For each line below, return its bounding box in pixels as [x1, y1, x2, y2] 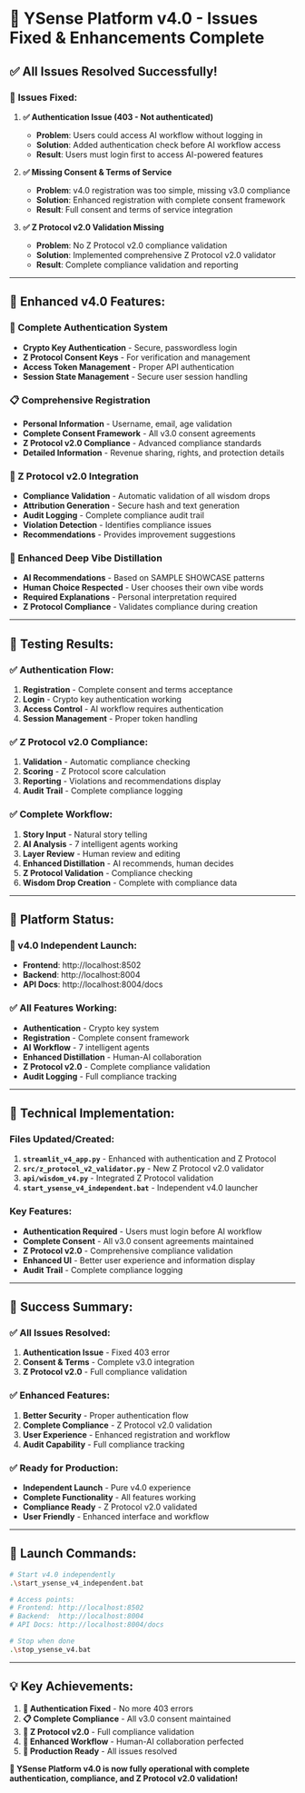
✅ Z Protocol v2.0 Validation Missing [22, 222, 165, 233]
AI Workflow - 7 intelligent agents [22, 1041, 150, 1052]
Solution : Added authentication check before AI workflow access [35, 139, 281, 150]
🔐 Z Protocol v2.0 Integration [9, 470, 139, 483]
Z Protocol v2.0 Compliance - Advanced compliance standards [22, 437, 261, 448]
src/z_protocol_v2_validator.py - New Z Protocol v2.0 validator [22, 1163, 265, 1174]
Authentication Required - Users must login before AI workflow [22, 1226, 262, 1237]
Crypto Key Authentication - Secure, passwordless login [22, 342, 238, 353]
